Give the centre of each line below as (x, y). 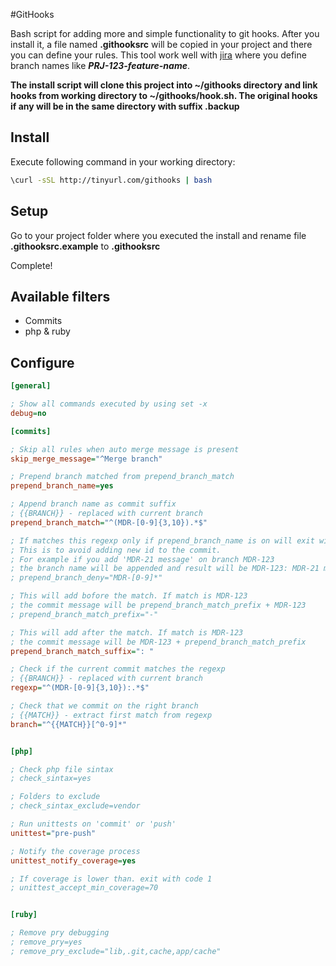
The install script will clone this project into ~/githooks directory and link (164, 85)
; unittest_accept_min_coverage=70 (84, 888)
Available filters (60, 296)
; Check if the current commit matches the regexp (118, 669)
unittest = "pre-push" (53, 833)
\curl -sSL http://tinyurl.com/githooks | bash (111, 180)
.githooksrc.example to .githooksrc (85, 246)
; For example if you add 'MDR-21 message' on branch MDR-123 (142, 559)
